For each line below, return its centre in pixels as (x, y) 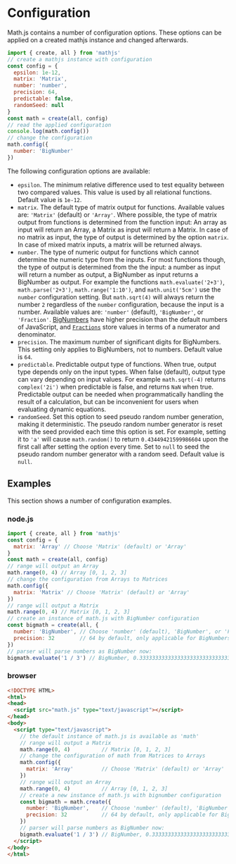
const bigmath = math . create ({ (66, 802)
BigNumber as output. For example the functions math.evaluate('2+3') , (121, 282)
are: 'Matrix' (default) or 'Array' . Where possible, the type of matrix (117, 214)
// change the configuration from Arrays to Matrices (88, 580)
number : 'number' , (41, 86)
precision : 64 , (36, 92)
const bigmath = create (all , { (53, 625)
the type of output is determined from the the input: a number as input (119, 267)
